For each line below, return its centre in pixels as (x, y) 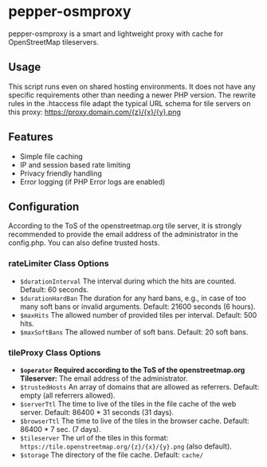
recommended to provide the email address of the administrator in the (124, 235)
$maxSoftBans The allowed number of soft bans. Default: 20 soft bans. (134, 332)
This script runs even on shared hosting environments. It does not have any (132, 86)
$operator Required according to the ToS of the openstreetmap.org (132, 370)
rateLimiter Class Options (59, 263)
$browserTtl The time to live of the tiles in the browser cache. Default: (134, 421)
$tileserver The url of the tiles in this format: (94, 437)
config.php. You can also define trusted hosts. (84, 243)
